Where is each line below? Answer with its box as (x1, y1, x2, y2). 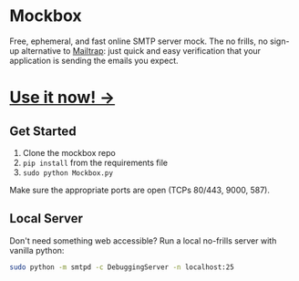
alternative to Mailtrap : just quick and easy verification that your (21, 45, 262, 56)
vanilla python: (9, 245, 65, 255)
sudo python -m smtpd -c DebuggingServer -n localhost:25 (9, 262, 234, 272)
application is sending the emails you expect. (9, 55, 180, 66)
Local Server (9, 211, 84, 226)
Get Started (9, 123, 77, 139)
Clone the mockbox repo (22, 147, 116, 158)
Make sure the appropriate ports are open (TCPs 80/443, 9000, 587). (9, 184, 271, 195)
